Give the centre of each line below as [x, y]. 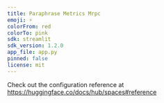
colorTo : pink [28, 33]
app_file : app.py [32, 53]
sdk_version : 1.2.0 [35, 46]
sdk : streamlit [29, 39]
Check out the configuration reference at [66, 84]
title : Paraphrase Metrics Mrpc [54, 13]
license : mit [26, 65]
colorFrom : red [29, 26]
